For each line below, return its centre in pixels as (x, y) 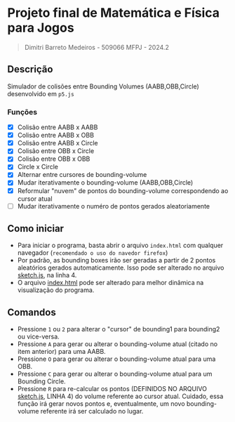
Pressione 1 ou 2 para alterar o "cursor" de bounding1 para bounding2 (119, 329)
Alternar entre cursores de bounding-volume (82, 175)
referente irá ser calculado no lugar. (92, 411)
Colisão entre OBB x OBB (54, 159)
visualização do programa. (56, 290)
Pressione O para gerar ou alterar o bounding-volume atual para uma (116, 359)
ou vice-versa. (38, 337)
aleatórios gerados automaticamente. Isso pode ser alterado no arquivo (121, 268)
